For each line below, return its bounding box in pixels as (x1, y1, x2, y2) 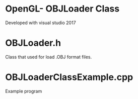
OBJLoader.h (5, 37, 61, 49)
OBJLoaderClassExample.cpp (5, 71, 133, 83)
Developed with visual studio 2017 (5, 20, 77, 26)
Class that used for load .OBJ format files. (5, 54, 92, 60)
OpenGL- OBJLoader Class (5, 3, 120, 15)
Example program (5, 88, 42, 94)
